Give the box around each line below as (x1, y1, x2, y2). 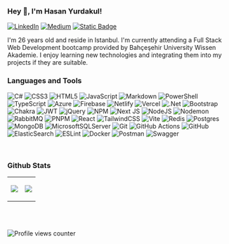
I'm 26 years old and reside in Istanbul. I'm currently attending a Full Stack (7, 36, 223, 44)
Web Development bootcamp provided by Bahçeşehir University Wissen (7, 44, 216, 52)
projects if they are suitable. (7, 58, 89, 67)
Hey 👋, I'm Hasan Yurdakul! (7, 6, 103, 16)
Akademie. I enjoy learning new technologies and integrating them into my (7, 51, 223, 59)
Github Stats (7, 160, 51, 170)
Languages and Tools (7, 76, 82, 86)
